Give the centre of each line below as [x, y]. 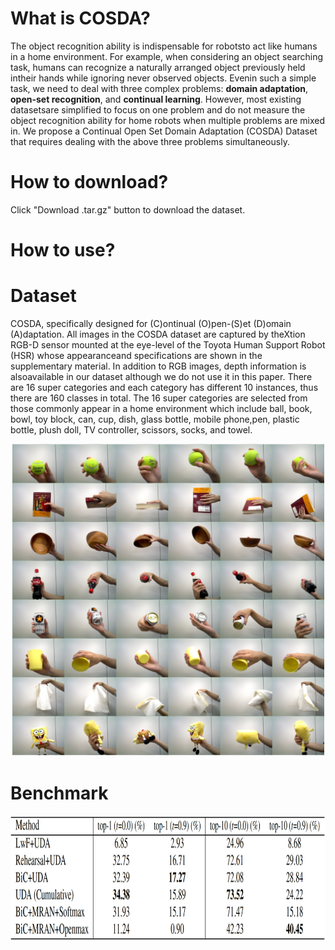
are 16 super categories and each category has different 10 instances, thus [164, 387]
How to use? [63, 250]
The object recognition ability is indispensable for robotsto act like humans [164, 46]
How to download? [89, 182]
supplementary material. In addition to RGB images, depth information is [158, 366]
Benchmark [59, 793]
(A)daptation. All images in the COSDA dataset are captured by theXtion [158, 334]
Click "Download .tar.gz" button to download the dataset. [128, 209]
